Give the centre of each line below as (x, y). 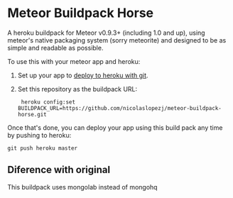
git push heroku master (43, 148)
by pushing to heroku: (39, 135)
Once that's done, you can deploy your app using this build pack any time (115, 127)
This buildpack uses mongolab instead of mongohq (82, 187)
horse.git (32, 114)
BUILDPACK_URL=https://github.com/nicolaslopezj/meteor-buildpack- (119, 108)
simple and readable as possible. (55, 48)
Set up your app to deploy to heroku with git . (83, 75)
